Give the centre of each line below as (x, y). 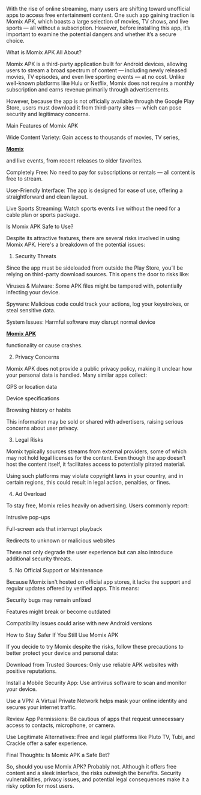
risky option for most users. (40, 786)
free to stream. (25, 179)
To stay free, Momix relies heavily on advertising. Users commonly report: (97, 506)
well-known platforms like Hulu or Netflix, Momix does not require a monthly (100, 83)
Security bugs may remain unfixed (49, 600)
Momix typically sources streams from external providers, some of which (97, 451)
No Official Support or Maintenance (59, 570)
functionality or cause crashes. (44, 345)
